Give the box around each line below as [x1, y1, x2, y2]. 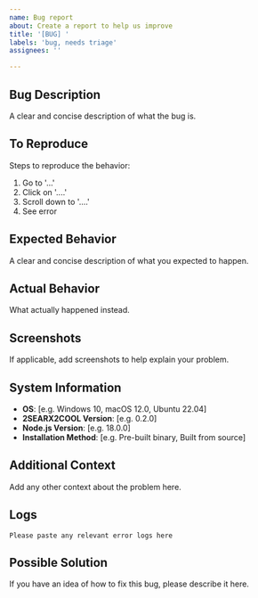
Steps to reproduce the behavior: [9, 160, 131, 170]
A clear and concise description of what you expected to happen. [9, 255, 249, 266]
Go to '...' [21, 177, 55, 188]
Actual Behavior [9, 281, 101, 296]
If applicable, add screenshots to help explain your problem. [9, 354, 230, 365]
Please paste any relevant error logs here [9, 531, 173, 540]
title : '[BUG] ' [9, 29, 69, 38]
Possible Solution [9, 555, 109, 570]
